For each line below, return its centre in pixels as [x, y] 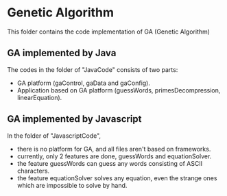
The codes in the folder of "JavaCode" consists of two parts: [93, 69]
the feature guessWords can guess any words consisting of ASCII [110, 163]
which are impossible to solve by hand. [72, 185]
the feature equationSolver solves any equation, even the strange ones [117, 178]
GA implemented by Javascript [74, 119]
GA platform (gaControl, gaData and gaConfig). [84, 83]
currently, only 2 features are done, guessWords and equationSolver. [114, 156]
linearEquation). [39, 97]
